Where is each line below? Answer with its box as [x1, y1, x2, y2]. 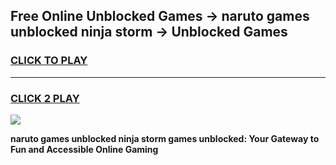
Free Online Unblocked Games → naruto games [10, 8, 310, 25]
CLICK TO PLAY [10, 54, 88, 68]
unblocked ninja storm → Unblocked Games [10, 24, 288, 41]
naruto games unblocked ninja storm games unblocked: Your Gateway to [10, 132, 320, 144]
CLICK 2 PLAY [10, 91, 80, 105]
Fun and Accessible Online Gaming [10, 143, 159, 155]
